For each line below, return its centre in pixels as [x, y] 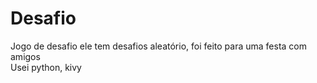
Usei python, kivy [46, 67]
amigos [25, 56]
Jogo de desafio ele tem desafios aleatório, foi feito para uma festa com [159, 46]
